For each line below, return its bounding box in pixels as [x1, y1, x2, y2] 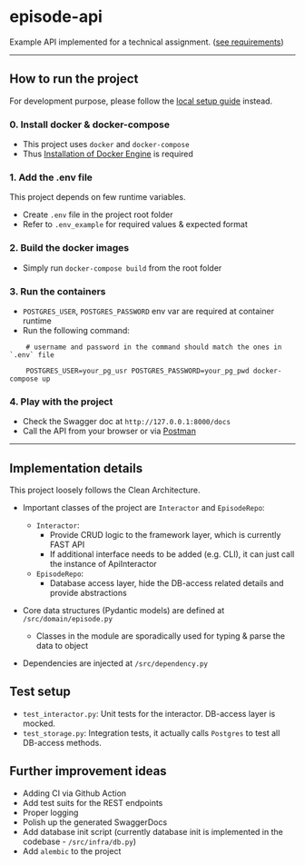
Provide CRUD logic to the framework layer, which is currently [49, 530, 281, 541]
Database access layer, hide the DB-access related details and [49, 578, 284, 589]
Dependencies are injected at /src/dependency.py [22, 658, 209, 669]
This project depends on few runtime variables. [9, 192, 186, 203]
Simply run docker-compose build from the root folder [22, 262, 222, 273]
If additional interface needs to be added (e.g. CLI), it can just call [49, 549, 295, 560]
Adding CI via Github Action [22, 788, 127, 799]
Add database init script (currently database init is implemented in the [22, 826, 283, 837]
